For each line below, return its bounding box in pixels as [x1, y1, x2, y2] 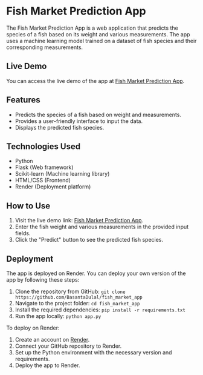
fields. [14, 230, 31, 237]
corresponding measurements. [6, 44, 83, 51]
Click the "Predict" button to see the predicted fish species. [14, 236, 164, 244]
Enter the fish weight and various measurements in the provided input [14, 223, 189, 231]
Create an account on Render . [14, 336, 90, 343]
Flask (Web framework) [14, 164, 74, 171]
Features [6, 95, 40, 105]
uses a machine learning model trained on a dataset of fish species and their [6, 37, 197, 44]
